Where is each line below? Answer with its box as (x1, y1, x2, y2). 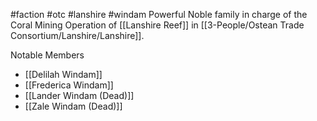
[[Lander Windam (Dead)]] (24, 90, 135, 101)
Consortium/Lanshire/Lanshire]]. (10, 30, 145, 41)
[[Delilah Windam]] (24, 69, 103, 80)
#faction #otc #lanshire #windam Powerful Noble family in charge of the (10, 9, 308, 20)
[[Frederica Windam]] (24, 79, 114, 91)
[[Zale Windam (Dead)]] (24, 100, 123, 112)
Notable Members (10, 49, 85, 61)
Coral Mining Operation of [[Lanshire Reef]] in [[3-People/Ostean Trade (10, 19, 305, 31)
